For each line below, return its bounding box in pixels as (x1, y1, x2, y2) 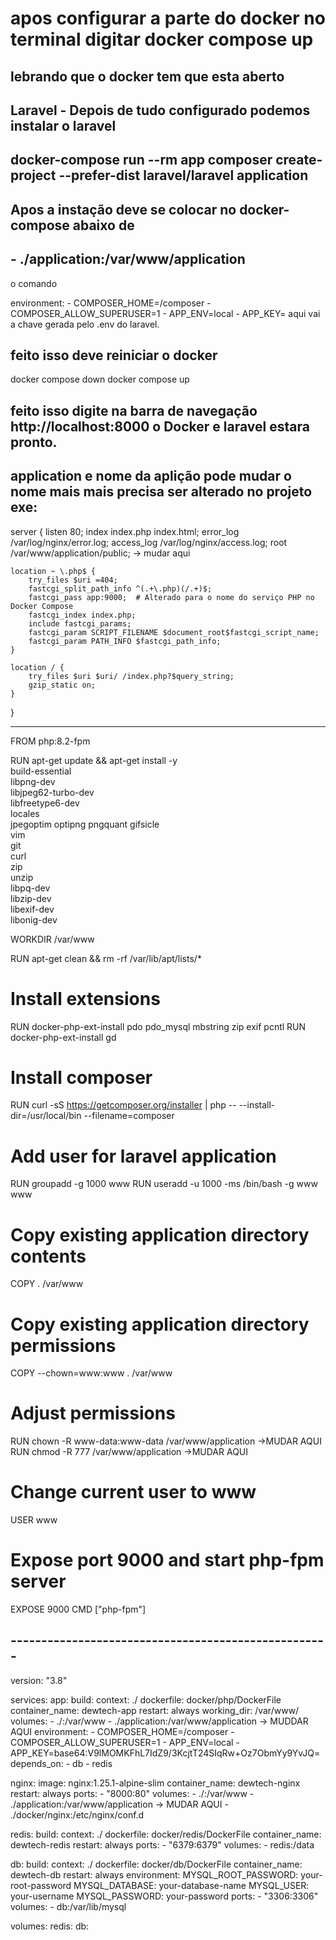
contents (10, 1245, 87, 1267)
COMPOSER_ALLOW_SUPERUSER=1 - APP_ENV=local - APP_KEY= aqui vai (10, 307, 321, 319)
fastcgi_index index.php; (28, 610, 137, 620)
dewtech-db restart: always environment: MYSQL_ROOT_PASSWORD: (10, 1868, 299, 1881)
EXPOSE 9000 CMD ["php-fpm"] (10, 1603, 147, 1616)
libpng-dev (10, 775, 56, 787)
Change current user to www (10, 1481, 257, 1504)
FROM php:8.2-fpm (10, 735, 91, 747)
